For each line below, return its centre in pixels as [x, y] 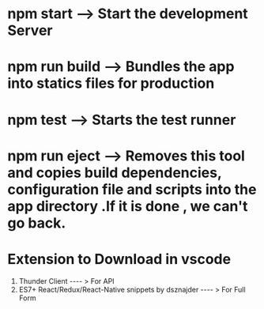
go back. [37, 223]
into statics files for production [111, 83]
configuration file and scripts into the [132, 189]
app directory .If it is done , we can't [128, 206]
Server [30, 30]
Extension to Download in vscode [119, 259]
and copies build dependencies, [115, 173]
